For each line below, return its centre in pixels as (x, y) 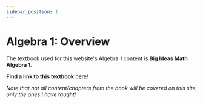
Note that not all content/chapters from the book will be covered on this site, (102, 88)
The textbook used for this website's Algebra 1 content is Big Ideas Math (97, 58)
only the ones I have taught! (41, 94)
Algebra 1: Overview (58, 41)
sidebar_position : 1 (32, 12)
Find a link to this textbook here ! (48, 76)
